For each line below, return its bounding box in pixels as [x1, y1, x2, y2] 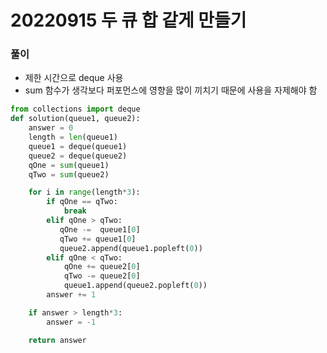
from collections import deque [10, 104, 141, 115]
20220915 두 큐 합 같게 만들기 [10, 9, 247, 32]
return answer [28, 335, 87, 345]
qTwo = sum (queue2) [28, 169, 110, 180]
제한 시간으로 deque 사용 [24, 72, 124, 84]
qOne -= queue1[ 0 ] [59, 224, 141, 235]
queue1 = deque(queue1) [28, 141, 128, 151]
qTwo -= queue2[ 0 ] [63, 271, 141, 281]
